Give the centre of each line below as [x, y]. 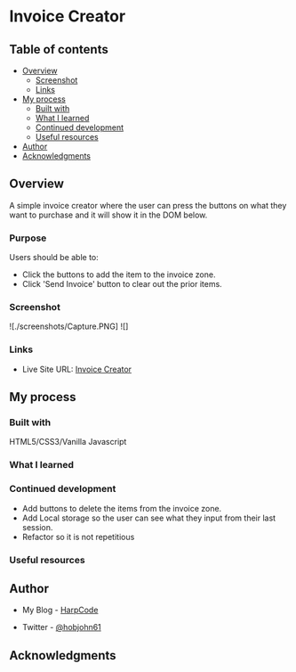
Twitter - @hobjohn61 [62, 627]
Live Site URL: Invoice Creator [76, 369]
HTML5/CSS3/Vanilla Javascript [68, 442]
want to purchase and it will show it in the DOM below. [108, 215]
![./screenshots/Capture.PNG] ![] [69, 326]
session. [37, 527]
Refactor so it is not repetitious [78, 537]
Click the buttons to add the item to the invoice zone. [119, 275]
